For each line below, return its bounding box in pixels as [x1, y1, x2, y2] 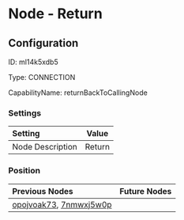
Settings [8, 108, 42, 119]
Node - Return [8, 5, 103, 23]
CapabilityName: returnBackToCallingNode [8, 88, 148, 97]
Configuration [8, 36, 79, 50]
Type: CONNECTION [8, 73, 76, 82]
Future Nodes [119, 185, 172, 196]
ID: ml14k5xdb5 [8, 57, 58, 66]
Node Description [12, 142, 77, 153]
